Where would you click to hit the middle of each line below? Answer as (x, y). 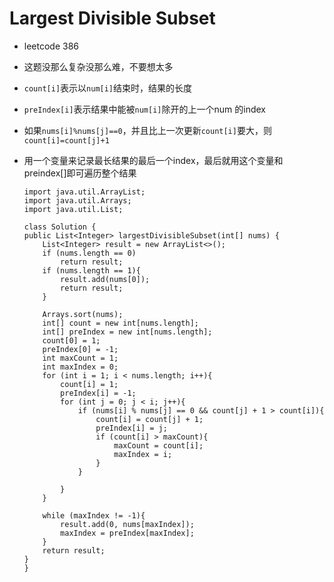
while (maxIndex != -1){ (94, 515)
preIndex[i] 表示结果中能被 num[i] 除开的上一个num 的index (144, 109)
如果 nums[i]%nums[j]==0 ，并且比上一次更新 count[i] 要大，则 (147, 130)
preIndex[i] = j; (131, 428)
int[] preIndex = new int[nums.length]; (127, 332)
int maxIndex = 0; (80, 367)
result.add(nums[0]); (105, 279)
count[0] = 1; (71, 340)
